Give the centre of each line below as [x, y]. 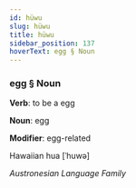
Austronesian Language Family [68, 173]
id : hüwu [26, 18]
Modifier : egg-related [50, 138]
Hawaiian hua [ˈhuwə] [50, 156]
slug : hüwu [30, 26]
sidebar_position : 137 [52, 43]
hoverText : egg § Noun [52, 52]
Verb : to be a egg [42, 103]
